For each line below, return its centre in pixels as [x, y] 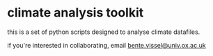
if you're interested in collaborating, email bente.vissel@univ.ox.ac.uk [107, 45]
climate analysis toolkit [76, 13]
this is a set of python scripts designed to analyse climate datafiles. [104, 32]
